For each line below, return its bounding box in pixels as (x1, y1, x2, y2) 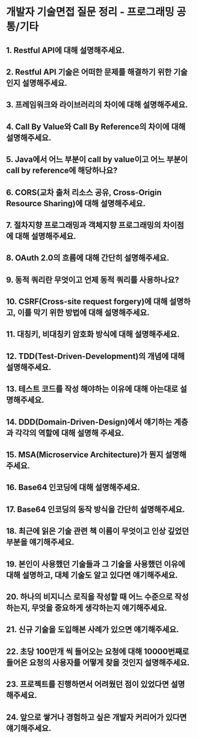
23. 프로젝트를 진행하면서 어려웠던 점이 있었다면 (6, 679, 169, 689)
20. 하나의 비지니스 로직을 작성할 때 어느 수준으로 (6, 592, 173, 602)
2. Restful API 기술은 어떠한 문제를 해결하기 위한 (6, 67, 172, 77)
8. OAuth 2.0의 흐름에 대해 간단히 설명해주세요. (6, 253, 169, 263)
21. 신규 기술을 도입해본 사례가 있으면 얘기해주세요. (6, 625, 179, 635)
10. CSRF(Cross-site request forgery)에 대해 (6, 297, 168, 307)
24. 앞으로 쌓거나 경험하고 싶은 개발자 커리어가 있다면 (6, 712, 187, 722)
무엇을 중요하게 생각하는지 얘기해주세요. (31, 603, 167, 613)
